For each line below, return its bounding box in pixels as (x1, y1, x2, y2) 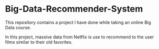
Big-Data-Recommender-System (5, 3, 143, 15)
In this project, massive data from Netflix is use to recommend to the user (5, 34, 154, 40)
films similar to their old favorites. (5, 39, 73, 45)
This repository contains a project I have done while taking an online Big (5, 19, 151, 25)
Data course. (5, 24, 31, 30)
